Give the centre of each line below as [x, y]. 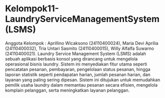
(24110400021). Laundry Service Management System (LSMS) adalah [76, 53]
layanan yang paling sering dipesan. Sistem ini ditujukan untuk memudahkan [83, 80]
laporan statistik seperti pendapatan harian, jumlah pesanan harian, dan [78, 74]
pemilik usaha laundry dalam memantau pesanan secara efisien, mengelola [81, 85]
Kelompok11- [32, 9]
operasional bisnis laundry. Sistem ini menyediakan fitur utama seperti [76, 64]
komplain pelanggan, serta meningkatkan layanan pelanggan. [67, 90]
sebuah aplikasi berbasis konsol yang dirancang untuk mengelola [71, 59]
